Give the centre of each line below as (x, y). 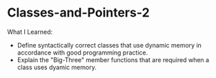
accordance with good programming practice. (82, 52)
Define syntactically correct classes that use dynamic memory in (109, 45)
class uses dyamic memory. (57, 67)
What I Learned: (30, 32)
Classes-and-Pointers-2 (78, 13)
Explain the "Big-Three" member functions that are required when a (113, 59)
